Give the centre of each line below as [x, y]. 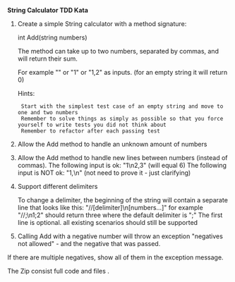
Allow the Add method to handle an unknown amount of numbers [112, 144]
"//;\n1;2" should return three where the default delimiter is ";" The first [120, 215]
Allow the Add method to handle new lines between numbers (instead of [122, 158]
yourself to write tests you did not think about [92, 125]
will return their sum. [47, 59]
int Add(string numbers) [52, 37]
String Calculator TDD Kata [48, 10]
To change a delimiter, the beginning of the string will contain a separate [122, 200]
